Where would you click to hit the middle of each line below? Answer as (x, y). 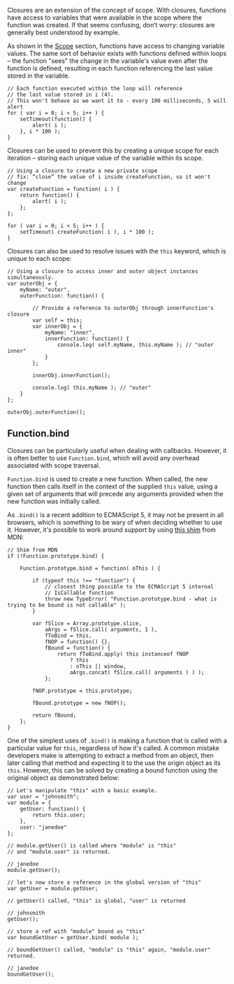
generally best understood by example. (64, 32)
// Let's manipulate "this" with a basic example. (82, 790)
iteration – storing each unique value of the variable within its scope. (105, 158)
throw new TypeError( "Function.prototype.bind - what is (131, 599)
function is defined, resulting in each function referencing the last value (110, 68)
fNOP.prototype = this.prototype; (82, 691)
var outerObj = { (32, 283)
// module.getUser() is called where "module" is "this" (92, 845)
